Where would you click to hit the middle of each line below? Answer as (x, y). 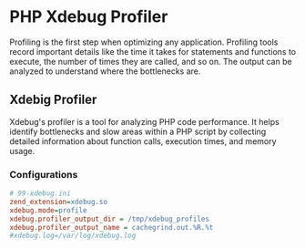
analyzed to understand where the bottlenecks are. (105, 71)
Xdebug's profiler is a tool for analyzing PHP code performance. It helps (144, 121)
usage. (22, 150)
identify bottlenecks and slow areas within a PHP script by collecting (138, 131)
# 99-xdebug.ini (40, 193)
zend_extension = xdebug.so (58, 202)
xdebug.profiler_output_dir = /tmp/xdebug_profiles (109, 219)
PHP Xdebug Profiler (89, 17)
